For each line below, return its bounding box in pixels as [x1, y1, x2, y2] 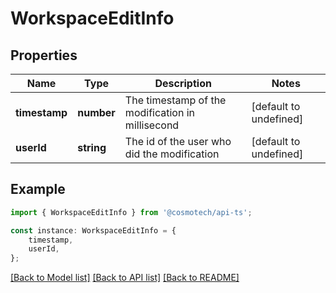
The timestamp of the [124, 93, 227, 107]
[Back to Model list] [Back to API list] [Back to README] [10, 272, 240, 284]
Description [154, 77, 212, 90]
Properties [10, 47, 78, 64]
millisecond [124, 118, 180, 132]
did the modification [124, 147, 220, 161]
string [77, 141, 107, 154]
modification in [124, 106, 195, 119]
